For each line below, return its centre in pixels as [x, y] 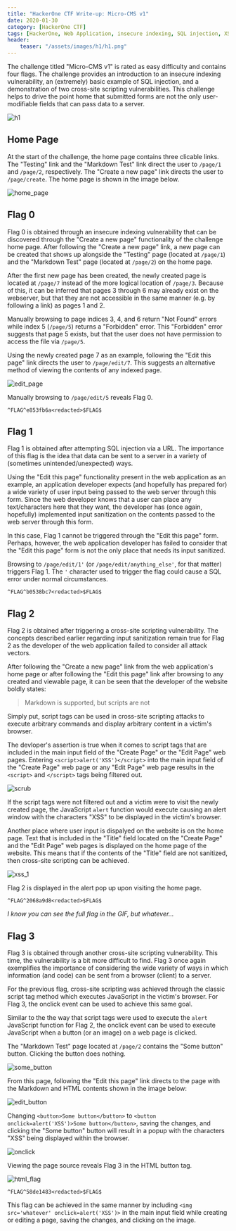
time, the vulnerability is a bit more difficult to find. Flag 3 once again [106, 961]
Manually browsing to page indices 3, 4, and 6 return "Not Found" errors [112, 319]
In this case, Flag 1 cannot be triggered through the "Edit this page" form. [113, 536]
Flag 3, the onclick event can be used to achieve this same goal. [100, 1004]
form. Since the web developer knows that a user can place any [99, 500]
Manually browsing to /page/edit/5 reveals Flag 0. [80, 397]
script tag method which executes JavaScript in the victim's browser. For [113, 997]
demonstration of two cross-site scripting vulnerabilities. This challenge [111, 89]
